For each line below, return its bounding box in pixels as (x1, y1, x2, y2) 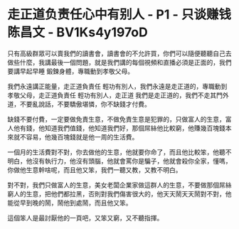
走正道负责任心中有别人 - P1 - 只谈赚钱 (7, 6, 231, 23)
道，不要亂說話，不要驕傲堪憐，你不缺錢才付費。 (7, 100, 151, 108)
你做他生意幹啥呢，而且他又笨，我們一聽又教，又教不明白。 (7, 165, 182, 174)
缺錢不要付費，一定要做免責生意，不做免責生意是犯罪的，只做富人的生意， (7, 114, 225, 123)
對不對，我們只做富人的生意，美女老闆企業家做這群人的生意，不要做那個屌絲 (7, 181, 232, 189)
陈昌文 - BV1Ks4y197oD (7, 24, 148, 41)
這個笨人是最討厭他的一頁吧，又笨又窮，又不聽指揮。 (7, 213, 164, 222)
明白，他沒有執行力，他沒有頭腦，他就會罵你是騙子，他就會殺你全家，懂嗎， (7, 156, 232, 165)
